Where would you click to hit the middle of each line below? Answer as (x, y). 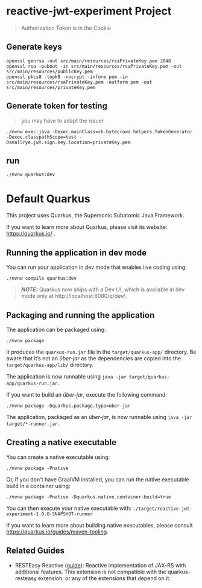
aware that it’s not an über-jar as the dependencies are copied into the (94, 358)
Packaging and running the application (80, 315)
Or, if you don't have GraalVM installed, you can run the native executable (98, 479)
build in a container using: (38, 486)
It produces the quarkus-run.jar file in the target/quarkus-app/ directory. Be (101, 352)
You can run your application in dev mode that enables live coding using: (96, 267)
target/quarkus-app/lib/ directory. (50, 365)
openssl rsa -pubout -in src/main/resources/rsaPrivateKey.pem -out (94, 66)
